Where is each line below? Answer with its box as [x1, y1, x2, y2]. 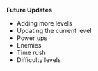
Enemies [16, 41, 42, 49]
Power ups [16, 34, 48, 42]
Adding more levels [16, 19, 72, 27]
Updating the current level [16, 27, 92, 34]
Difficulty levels [16, 56, 61, 64]
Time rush [16, 48, 46, 57]
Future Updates [6, 6, 53, 14]
